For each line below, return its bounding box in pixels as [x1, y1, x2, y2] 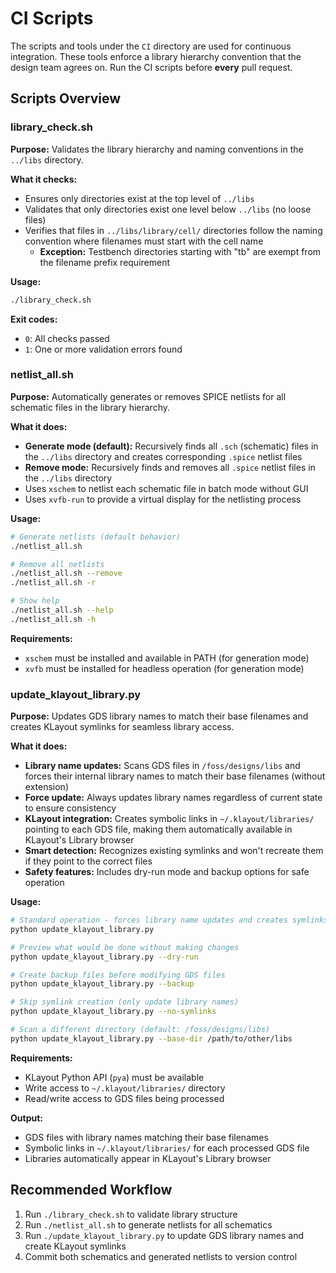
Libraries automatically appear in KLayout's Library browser [24, 1152, 272, 1164]
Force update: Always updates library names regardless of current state [24, 792, 323, 804]
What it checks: [10, 173, 78, 185]
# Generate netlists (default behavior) [10, 532, 182, 542]
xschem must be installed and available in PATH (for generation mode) [24, 652, 310, 664]
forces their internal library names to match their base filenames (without [24, 770, 326, 782]
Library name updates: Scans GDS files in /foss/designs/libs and [24, 760, 301, 772]
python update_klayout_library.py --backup [10, 979, 195, 989]
